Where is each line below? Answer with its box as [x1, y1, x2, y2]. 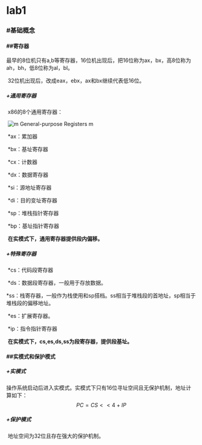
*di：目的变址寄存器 [7, 197, 57, 204]
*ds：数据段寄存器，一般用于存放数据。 [7, 279, 107, 287]
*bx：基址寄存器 [7, 146, 48, 153]
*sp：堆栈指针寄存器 [7, 210, 59, 217]
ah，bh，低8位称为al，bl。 [6, 64, 74, 72]
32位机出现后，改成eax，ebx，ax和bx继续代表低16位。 [7, 77, 145, 84]
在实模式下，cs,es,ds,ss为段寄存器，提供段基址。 [7, 338, 133, 345]
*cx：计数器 [7, 158, 38, 166]
